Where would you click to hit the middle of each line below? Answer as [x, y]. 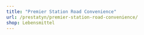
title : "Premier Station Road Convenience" [61, 12]
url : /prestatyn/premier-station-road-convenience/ [72, 17]
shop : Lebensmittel [31, 23]
